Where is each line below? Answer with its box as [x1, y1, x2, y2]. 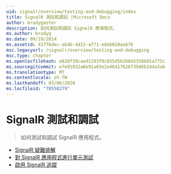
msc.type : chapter [6, 53, 51, 59]
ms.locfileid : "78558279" [6, 86, 70, 92]
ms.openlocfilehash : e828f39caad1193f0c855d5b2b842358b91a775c [6, 58, 166, 64]
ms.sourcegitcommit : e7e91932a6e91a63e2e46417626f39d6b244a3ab [6, 63, 166, 70]
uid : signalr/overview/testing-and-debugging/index [6, 8, 136, 15]
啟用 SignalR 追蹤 [14, 161, 57, 168]
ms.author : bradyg [6, 31, 51, 37]
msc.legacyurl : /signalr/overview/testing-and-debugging [6, 47, 150, 53]
